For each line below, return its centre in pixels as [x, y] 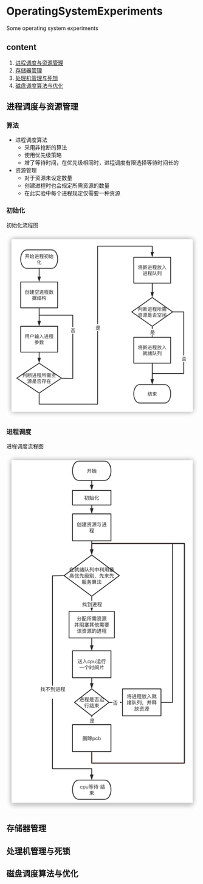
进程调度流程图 [25, 446]
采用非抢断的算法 [46, 148]
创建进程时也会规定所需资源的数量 [67, 186]
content [22, 47]
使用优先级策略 [43, 155]
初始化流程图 [22, 225]
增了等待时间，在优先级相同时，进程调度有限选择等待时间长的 [101, 163]
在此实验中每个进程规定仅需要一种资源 [72, 193]
